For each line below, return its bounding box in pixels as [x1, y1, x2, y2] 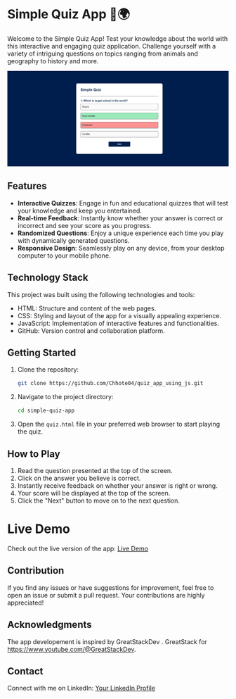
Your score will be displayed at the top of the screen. [17, 489, 171, 497]
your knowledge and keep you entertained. [17, 206, 143, 215]
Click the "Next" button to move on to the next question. [17, 496, 181, 505]
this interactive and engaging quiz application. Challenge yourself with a [7, 42, 216, 50]
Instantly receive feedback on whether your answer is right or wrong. [17, 481, 218, 490]
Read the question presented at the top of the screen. [17, 466, 173, 474]
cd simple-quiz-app [17, 407, 75, 415]
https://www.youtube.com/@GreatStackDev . [7, 645, 136, 653]
